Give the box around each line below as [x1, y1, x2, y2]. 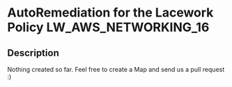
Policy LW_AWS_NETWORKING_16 [7, 19, 210, 35]
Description [7, 47, 59, 59]
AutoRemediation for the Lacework [7, 5, 214, 21]
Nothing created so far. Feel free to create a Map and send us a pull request [7, 66, 225, 73]
